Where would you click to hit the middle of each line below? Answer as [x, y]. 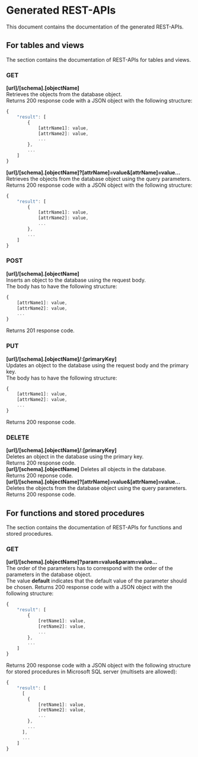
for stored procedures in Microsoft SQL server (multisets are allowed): [92, 672]
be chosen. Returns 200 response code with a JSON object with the [89, 587]
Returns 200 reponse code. [40, 476]
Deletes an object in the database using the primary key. [75, 457]
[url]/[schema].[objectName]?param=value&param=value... [82, 562]
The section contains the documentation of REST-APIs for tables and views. [99, 59]
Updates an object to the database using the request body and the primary [97, 365]
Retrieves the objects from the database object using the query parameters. [99, 179]
